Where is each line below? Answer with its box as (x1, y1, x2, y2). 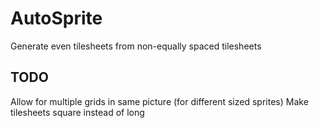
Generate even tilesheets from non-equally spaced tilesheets (10, 40, 262, 52)
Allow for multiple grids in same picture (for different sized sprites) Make (10, 95, 309, 107)
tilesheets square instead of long (10, 106, 145, 118)
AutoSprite (10, 7, 103, 30)
